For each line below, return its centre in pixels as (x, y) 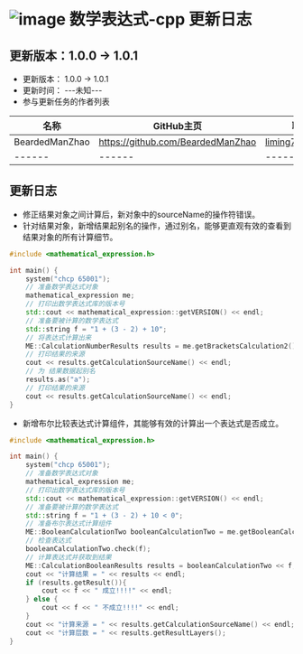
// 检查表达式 (49, 541)
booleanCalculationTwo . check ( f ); (88, 549)
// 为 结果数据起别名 (61, 371)
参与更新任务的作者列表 (66, 102)
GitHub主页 (178, 126)
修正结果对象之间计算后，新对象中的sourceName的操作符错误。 (141, 214)
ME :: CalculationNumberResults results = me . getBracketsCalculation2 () (161, 346)
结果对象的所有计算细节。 (70, 237)
